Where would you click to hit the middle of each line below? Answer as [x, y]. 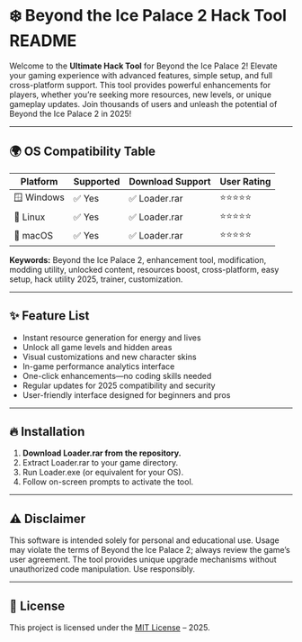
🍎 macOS [34, 236]
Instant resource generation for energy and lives [111, 338]
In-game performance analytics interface [98, 366]
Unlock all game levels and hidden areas [97, 347]
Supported [97, 181]
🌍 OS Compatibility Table [82, 152]
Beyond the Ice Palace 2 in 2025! [71, 113]
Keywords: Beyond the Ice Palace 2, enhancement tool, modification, [138, 259]
